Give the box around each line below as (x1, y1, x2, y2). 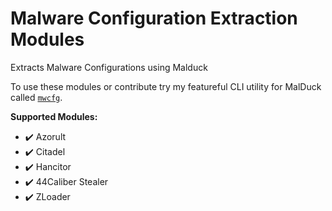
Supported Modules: (10, 110, 98, 122)
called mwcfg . (10, 91, 63, 103)
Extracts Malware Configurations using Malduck (10, 61, 208, 73)
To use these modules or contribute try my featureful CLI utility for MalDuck (10, 80, 322, 92)
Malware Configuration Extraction (10, 7, 298, 30)
